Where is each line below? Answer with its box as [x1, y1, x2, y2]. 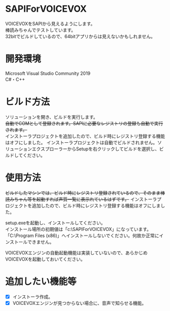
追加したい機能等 [5, 276, 77, 287]
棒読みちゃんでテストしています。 [5, 27, 76, 33]
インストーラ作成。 [12, 294, 53, 300]
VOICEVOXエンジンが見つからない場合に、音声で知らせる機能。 [12, 300, 147, 306]
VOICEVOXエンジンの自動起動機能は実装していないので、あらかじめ [5, 249, 148, 255]
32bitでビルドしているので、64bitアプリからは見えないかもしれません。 [5, 33, 156, 39]
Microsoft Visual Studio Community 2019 [5, 70, 91, 76]
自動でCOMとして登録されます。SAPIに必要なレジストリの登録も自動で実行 [5, 120, 163, 126]
